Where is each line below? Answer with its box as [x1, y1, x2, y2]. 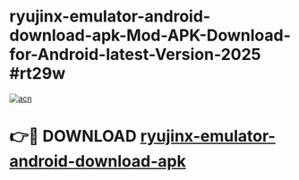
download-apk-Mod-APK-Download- [9, 25, 291, 46]
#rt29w [9, 64, 65, 84]
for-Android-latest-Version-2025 [9, 45, 261, 64]
